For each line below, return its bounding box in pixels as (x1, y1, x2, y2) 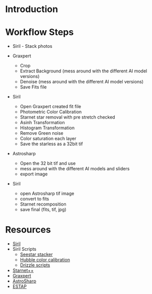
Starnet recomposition (20, 201, 66, 207)
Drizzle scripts (20, 262, 50, 268)
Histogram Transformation (20, 125, 74, 131)
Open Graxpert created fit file (20, 104, 82, 110)
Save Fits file (20, 84, 47, 90)
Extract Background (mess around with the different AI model (20, 68, 147, 74)
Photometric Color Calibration (20, 109, 82, 115)
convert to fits (20, 196, 49, 202)
